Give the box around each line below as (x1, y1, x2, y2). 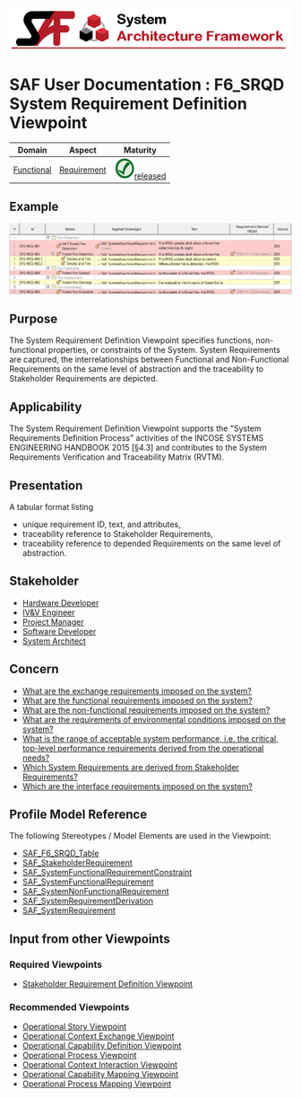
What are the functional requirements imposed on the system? (21, 695, 253, 706)
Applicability (9, 399, 82, 415)
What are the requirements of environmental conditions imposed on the (21, 714, 287, 725)
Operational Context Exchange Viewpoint (21, 1031, 175, 1041)
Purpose (9, 311, 58, 326)
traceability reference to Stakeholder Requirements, (21, 528, 213, 539)
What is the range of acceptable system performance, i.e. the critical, (21, 733, 279, 743)
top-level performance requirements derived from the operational (21, 742, 264, 753)
